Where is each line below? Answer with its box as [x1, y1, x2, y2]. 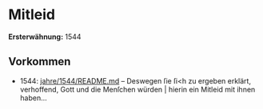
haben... [19, 93, 48, 103]
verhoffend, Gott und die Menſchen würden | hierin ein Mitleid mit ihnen [19, 84, 256, 94]
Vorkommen [8, 55, 71, 68]
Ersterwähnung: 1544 [8, 32, 82, 41]
